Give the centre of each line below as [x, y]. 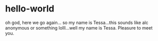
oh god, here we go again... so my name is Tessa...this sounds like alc [77, 22]
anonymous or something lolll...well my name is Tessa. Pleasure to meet [79, 27]
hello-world [30, 9]
